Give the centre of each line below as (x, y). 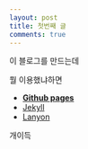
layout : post (34, 18)
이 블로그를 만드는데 (44, 61)
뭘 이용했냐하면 (36, 80)
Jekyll (33, 108)
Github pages (48, 98)
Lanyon (36, 117)
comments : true (38, 34)
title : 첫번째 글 (38, 26)
